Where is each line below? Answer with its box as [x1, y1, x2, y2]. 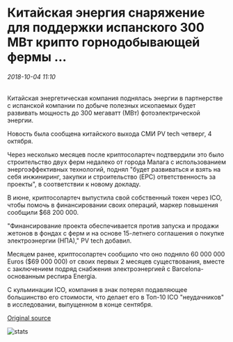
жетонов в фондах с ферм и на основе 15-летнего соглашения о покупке [7, 229, 225, 238]
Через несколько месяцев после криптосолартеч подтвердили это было [7, 151, 225, 159]
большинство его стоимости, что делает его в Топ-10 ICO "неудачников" [7, 293, 225, 302]
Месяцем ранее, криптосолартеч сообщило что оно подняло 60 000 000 [7, 250, 225, 259]
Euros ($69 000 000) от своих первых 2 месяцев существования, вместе [7, 257, 225, 266]
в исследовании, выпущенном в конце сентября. [7, 300, 153, 309]
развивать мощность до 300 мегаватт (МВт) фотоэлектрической [7, 109, 200, 117]
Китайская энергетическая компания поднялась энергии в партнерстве [7, 94, 223, 102]
